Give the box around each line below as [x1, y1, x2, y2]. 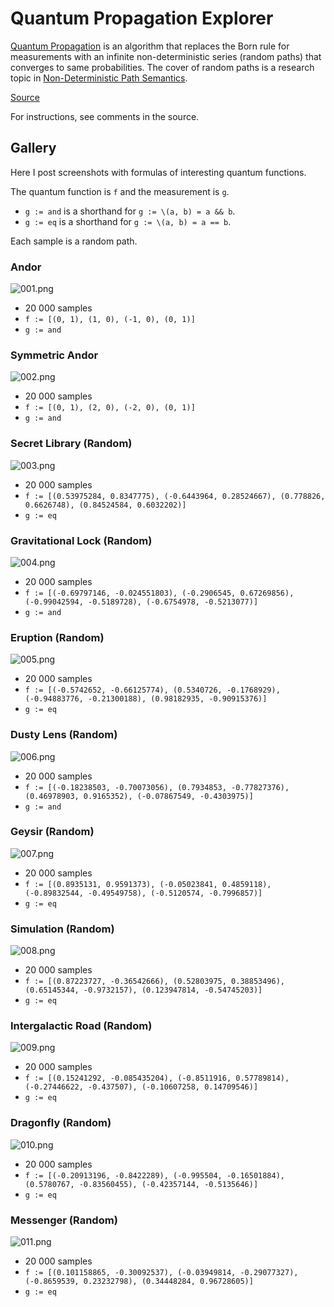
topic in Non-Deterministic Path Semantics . [10, 72, 188, 84]
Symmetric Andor [10, 348, 99, 362]
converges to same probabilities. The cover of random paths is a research [10, 61, 315, 73]
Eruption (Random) [10, 630, 105, 644]
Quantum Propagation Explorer [10, 7, 274, 30]
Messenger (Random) [10, 1213, 118, 1227]
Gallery [10, 140, 57, 157]
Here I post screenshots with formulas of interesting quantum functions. [10, 166, 307, 178]
